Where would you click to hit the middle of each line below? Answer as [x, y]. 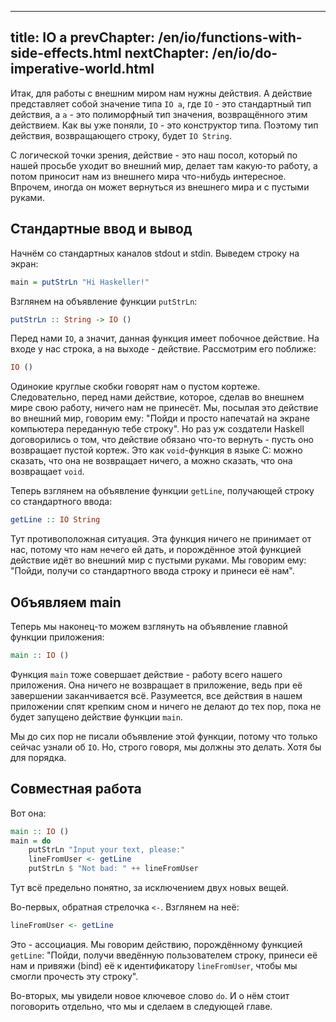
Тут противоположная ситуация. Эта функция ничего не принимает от [161, 539]
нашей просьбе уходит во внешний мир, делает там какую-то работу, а [164, 165]
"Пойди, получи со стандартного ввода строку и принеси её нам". [152, 571]
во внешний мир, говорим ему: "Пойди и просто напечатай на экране [160, 418]
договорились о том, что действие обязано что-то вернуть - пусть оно [162, 440]
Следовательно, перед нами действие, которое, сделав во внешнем [157, 397]
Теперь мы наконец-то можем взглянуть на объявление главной [149, 626]
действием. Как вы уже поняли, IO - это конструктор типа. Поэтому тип [164, 125]
